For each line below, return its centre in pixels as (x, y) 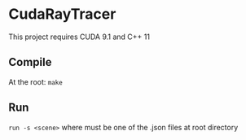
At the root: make (35, 81)
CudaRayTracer (62, 14)
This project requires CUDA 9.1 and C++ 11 (79, 37)
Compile (30, 62)
